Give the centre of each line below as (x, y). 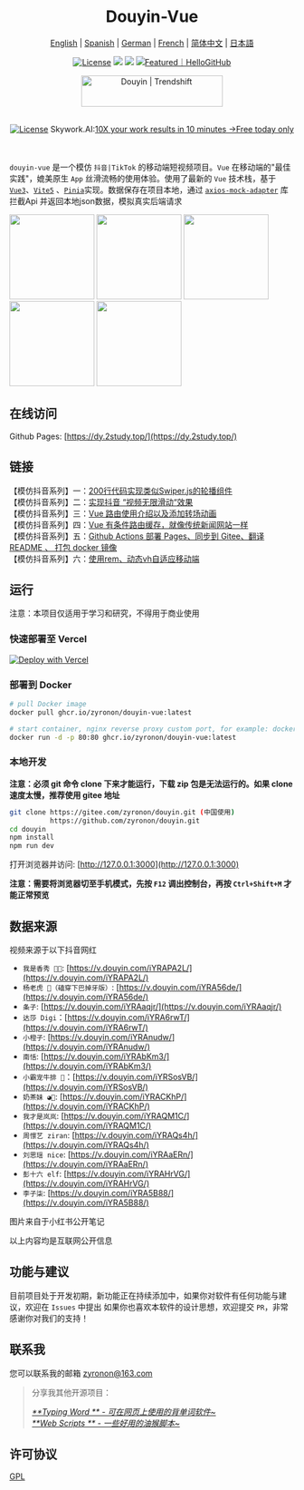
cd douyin (28, 829)
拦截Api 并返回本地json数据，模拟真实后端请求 (96, 200)
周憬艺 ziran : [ (48, 1135)
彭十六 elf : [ (45, 1173)
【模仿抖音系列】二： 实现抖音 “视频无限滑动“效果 (101, 502)
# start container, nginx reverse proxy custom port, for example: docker (153, 729)
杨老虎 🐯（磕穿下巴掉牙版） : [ (71, 987)
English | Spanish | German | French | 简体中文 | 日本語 (152, 43)
